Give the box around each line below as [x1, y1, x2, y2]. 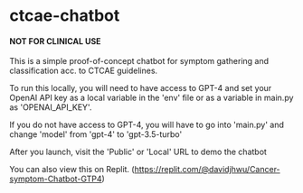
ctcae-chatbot [9, 5, 120, 26]
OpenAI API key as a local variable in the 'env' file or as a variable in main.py [9, 92, 294, 104]
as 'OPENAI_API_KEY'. [9, 102, 92, 113]
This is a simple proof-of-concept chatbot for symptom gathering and [9, 56, 270, 67]
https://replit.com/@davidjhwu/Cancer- [134, 164, 280, 175]
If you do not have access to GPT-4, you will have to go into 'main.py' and [9, 119, 285, 131]
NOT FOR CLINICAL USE [9, 35, 101, 46]
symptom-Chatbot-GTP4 [9, 173, 102, 185]
